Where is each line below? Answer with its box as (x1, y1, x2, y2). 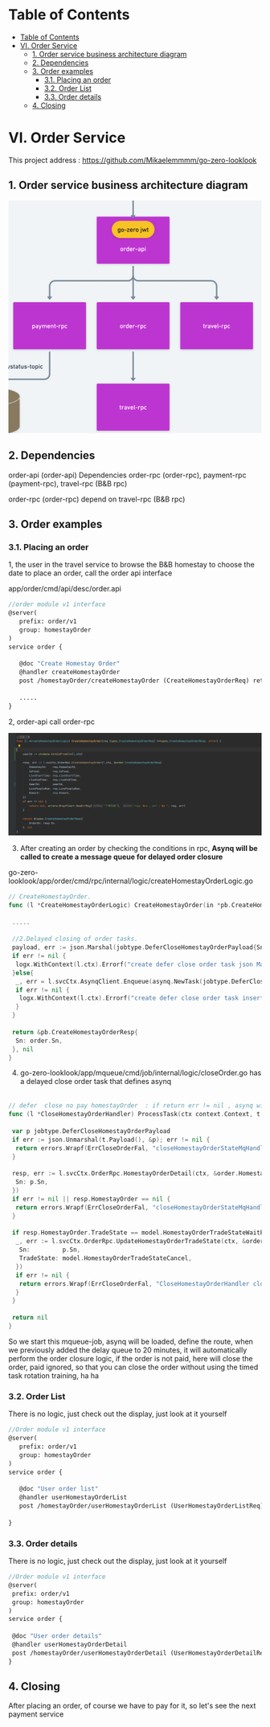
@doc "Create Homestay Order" (18, 660, 121, 668)
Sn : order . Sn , (15, 1037, 63, 1045)
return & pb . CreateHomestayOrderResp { (11, 1028, 138, 1036)
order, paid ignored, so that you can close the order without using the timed (8, 1362, 259, 1372)
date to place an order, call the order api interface (8, 568, 173, 578)
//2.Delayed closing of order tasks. (11, 935, 138, 943)
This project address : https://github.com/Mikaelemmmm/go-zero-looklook (8, 155, 257, 165)
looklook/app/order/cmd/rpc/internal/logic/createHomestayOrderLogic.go (8, 876, 253, 886)
